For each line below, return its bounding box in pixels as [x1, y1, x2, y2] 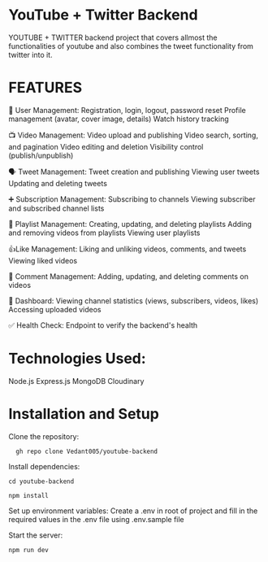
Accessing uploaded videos [8, 304, 102, 314]
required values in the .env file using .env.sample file [8, 514, 184, 524]
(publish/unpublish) [8, 150, 74, 160]
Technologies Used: [8, 350, 146, 368]
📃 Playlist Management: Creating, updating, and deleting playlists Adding [8, 219, 252, 229]
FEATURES [8, 79, 83, 97]
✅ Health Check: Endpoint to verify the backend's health [8, 320, 198, 330]
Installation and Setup [8, 405, 160, 423]
